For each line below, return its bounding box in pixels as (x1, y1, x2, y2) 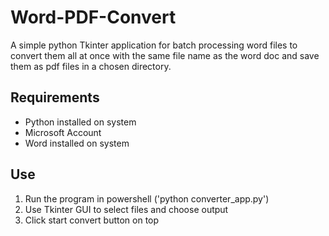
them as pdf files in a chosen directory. (10, 60, 172, 72)
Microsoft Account (24, 126, 102, 138)
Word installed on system (24, 137, 130, 149)
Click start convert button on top (24, 214, 160, 226)
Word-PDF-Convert (10, 6, 177, 29)
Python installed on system (24, 116, 137, 128)
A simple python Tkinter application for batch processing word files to (10, 39, 298, 51)
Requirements (10, 89, 100, 106)
